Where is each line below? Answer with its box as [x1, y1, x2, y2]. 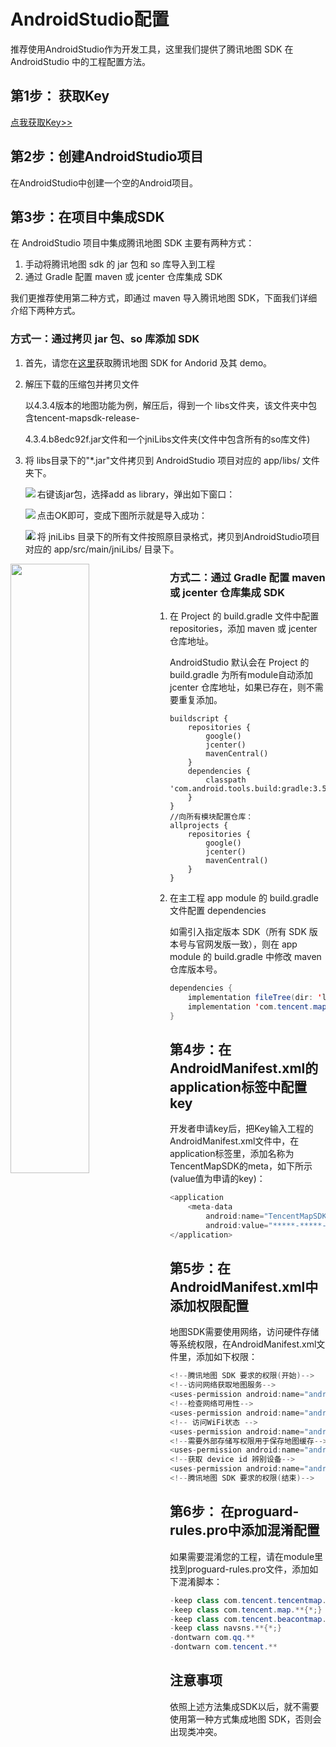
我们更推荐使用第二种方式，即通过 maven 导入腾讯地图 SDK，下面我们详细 [10, 292, 318, 304]
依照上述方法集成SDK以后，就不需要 [169, 1700, 320, 1712]
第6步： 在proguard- [169, 1503, 300, 1520]
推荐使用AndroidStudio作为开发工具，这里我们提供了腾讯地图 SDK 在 [10, 43, 294, 55]
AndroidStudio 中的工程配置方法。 [10, 55, 152, 67]
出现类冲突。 [169, 1725, 223, 1737]
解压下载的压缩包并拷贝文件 [24, 378, 140, 390]
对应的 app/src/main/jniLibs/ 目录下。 [24, 543, 180, 555]
